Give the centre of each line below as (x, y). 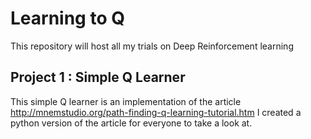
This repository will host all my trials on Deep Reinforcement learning (152, 46)
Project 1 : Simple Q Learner (98, 77)
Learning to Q (67, 18)
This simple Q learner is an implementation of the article (126, 101)
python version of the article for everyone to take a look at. (131, 123)
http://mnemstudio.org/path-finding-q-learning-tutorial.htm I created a (156, 112)
